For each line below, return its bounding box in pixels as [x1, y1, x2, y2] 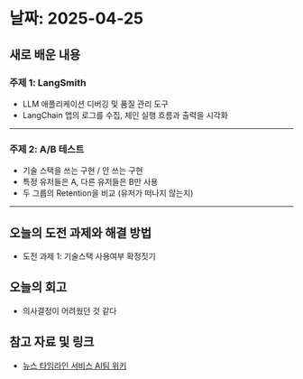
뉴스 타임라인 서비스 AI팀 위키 [22, 360, 127, 371]
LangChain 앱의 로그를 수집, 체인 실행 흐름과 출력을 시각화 [22, 109, 228, 120]
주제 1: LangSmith [9, 76, 87, 88]
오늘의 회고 [9, 280, 68, 295]
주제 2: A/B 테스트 [9, 143, 85, 155]
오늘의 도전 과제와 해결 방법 [9, 225, 151, 240]
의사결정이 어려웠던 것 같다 [22, 305, 117, 316]
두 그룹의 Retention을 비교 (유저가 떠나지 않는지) [22, 188, 194, 199]
